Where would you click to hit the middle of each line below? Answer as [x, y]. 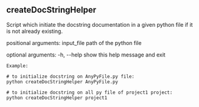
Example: [17, 66]
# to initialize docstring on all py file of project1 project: [89, 92]
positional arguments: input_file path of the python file [74, 43]
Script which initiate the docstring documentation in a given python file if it [100, 24]
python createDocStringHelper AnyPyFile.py [62, 81]
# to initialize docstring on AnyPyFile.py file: [71, 76]
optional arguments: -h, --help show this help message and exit [86, 55]
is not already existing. [34, 31]
